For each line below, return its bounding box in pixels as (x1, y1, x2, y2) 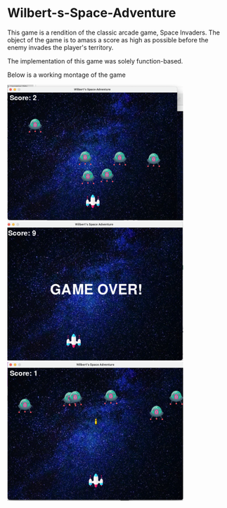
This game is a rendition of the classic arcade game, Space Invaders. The (7, 28, 220, 37)
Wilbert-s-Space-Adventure (7, 5, 176, 21)
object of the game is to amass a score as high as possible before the (7, 35, 209, 44)
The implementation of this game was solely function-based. (7, 56, 183, 65)
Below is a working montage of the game (7, 70, 127, 79)
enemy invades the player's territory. (7, 43, 114, 51)
